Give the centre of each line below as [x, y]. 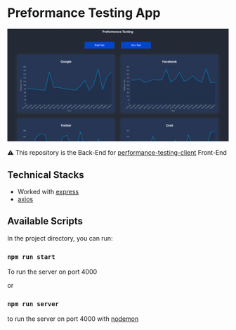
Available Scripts [45, 221]
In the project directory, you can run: [60, 238]
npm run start [31, 257]
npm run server [33, 304]
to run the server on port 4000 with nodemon [73, 319]
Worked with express [48, 191]
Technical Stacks [46, 175]
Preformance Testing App [84, 13]
